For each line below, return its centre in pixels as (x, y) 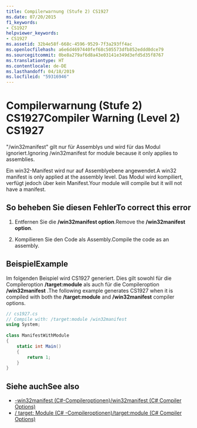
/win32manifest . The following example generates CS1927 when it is (90, 290)
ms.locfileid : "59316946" (38, 77)
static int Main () (39, 346)
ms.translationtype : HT (35, 60)
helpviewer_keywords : (33, 33)
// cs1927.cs (22, 314)
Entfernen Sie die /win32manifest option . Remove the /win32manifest (100, 222)
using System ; (23, 325)
